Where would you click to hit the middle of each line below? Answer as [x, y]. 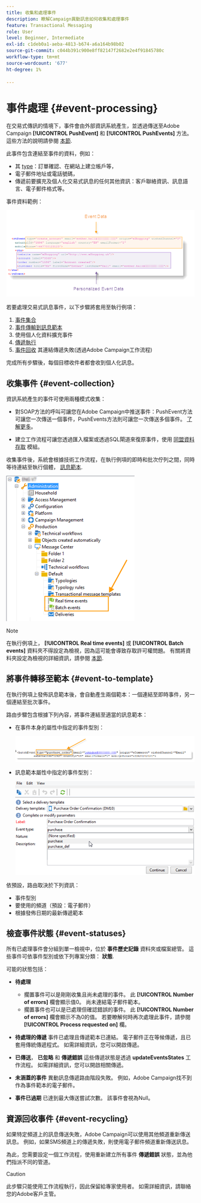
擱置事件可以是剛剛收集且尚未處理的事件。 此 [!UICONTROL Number [109, 994]
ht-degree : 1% [24, 70]
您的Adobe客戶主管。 [33, 1194]
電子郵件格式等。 [46, 189]
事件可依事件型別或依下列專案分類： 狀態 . [63, 957]
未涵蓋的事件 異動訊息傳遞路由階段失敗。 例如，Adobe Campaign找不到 [103, 1078]
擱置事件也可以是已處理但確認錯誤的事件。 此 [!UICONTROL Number [109, 1009]
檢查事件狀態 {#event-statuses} [66, 933]
